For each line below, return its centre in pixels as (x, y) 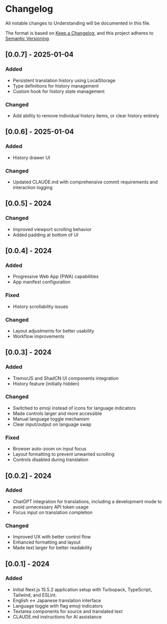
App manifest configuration (41, 282)
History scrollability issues (40, 306)
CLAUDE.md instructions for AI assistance (57, 617)
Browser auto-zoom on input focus (49, 449)
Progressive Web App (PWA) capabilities (56, 277)
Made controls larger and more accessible (57, 413)
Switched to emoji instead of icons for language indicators (74, 408)
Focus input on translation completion (53, 512)
